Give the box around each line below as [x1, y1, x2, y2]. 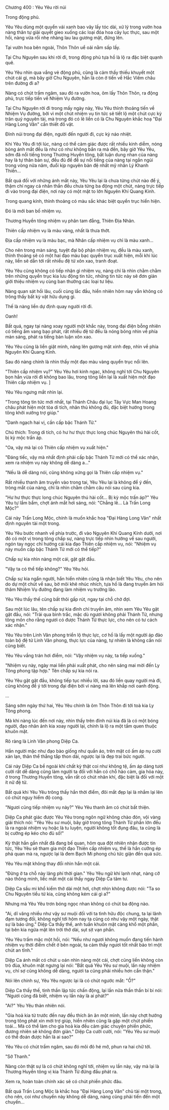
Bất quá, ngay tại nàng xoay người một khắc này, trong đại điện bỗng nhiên [5, 323, 161, 329]
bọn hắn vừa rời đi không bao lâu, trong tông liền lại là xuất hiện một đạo [5, 374, 156, 380]
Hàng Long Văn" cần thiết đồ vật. [5, 121, 75, 127]
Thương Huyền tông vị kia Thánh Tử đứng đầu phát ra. [5, 1069, 118, 1075]
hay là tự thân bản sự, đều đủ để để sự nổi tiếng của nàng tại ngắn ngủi [5, 157, 153, 163]
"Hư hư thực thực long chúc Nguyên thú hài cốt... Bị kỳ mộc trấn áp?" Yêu [5, 494, 158, 500]
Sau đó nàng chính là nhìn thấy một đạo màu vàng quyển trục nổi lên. [5, 359, 150, 365]
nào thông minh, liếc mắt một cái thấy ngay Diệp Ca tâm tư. [5, 876, 129, 882]
